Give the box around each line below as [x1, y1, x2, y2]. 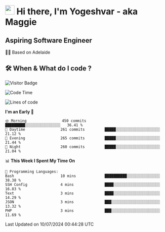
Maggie [5, 16, 37, 28]
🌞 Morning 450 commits [5, 118, 86, 123]
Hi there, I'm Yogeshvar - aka [16, 6, 138, 17]
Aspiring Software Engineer [5, 36, 92, 45]
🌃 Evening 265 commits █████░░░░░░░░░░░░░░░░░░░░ [5, 135, 161, 141]
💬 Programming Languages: [5, 169, 58, 174]
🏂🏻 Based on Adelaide [5, 50, 50, 55]
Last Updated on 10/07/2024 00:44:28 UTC [5, 221, 94, 227]
